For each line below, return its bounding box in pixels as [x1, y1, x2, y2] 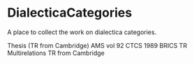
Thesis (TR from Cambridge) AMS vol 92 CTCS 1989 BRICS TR [7, 41, 187, 49]
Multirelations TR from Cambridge [7, 49, 105, 57]
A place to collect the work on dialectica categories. [7, 28, 157, 36]
